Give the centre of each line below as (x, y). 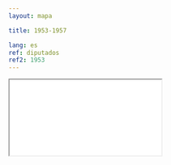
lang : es (23, 45)
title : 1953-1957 (38, 30)
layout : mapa (30, 16)
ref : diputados (34, 53)
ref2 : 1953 (27, 60)
